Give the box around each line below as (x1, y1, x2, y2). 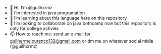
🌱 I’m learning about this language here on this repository (9, 15, 127, 21)
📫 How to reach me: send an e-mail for (9, 31, 91, 37)
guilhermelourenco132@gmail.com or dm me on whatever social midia (9, 38, 154, 44)
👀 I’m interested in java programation (9, 10, 85, 16)
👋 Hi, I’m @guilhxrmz (9, 5, 53, 10)
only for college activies (9, 26, 59, 31)
